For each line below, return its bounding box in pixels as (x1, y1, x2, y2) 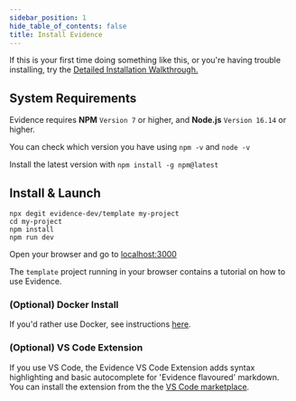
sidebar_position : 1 (9, 13, 88, 23)
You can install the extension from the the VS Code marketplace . (9, 381, 250, 392)
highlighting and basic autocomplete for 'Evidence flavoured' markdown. (9, 371, 280, 382)
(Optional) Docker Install (9, 298, 119, 311)
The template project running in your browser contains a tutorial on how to (9, 266, 286, 276)
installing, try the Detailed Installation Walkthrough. (9, 64, 199, 75)
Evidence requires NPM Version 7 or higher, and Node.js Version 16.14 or (9, 115, 287, 126)
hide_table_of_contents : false (9, 22, 127, 31)
